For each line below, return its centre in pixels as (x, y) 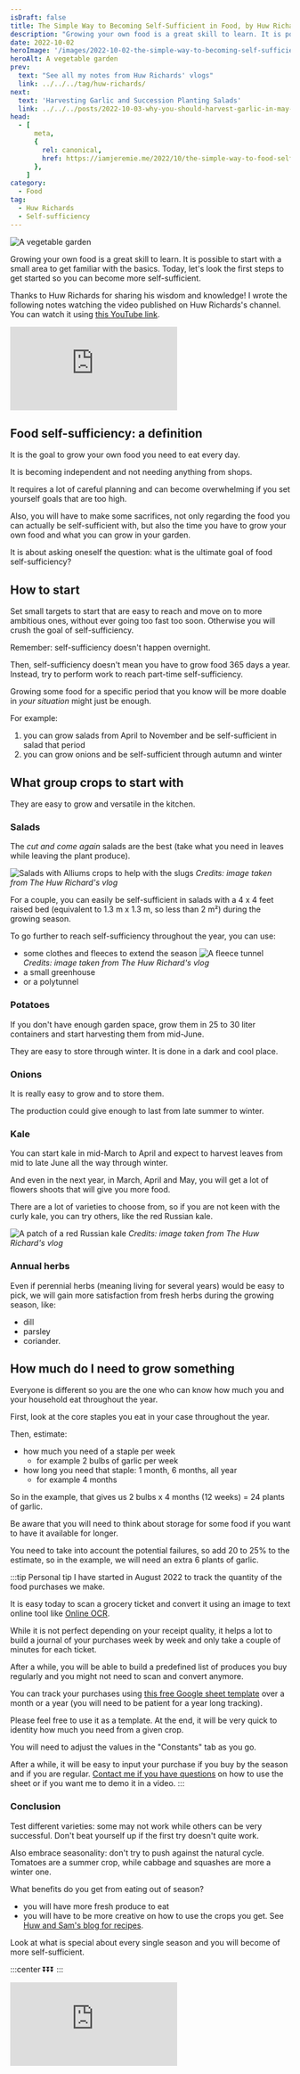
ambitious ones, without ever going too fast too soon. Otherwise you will (142, 621)
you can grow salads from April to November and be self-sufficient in (150, 735)
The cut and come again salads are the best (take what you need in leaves (147, 847)
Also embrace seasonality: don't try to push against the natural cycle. (138, 1853)
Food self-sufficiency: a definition (106, 434)
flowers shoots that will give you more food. (90, 1190)
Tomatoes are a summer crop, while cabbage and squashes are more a (141, 1862)
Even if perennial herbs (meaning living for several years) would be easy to (147, 1285)
